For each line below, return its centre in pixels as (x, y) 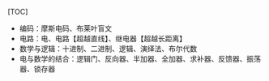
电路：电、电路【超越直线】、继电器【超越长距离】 (103, 38)
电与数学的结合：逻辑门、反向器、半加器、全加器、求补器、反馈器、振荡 (140, 59)
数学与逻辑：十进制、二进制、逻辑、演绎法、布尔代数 (108, 49)
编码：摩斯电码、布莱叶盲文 (66, 28)
